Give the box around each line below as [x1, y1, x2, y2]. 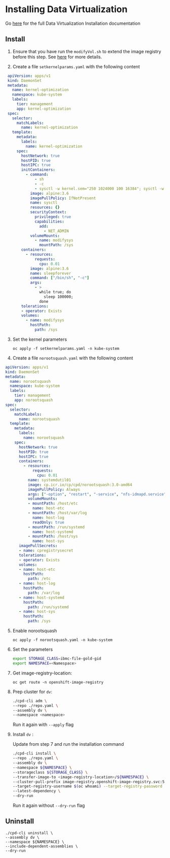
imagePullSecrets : [18, 544, 58, 549]
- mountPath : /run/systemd [27, 524, 85, 529]
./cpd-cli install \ [12, 751, 56, 756]
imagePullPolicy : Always [27, 487, 80, 492]
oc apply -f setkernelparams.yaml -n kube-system [12, 346, 120, 351]
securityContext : [30, 210, 67, 215]
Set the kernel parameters [12, 336, 67, 342]
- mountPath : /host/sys [27, 534, 78, 539]
